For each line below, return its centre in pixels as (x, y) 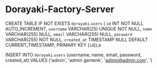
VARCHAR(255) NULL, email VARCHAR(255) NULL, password (69, 34)
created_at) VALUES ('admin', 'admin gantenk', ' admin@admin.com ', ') (79, 60)
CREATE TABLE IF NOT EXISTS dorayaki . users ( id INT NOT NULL (74, 23)
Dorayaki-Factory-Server (60, 9)
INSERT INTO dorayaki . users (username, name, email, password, (73, 55)
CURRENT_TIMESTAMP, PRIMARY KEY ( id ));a (53, 45)
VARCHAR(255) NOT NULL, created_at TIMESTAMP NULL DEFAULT (77, 40)
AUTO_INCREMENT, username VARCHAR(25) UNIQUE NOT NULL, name (78, 28)
